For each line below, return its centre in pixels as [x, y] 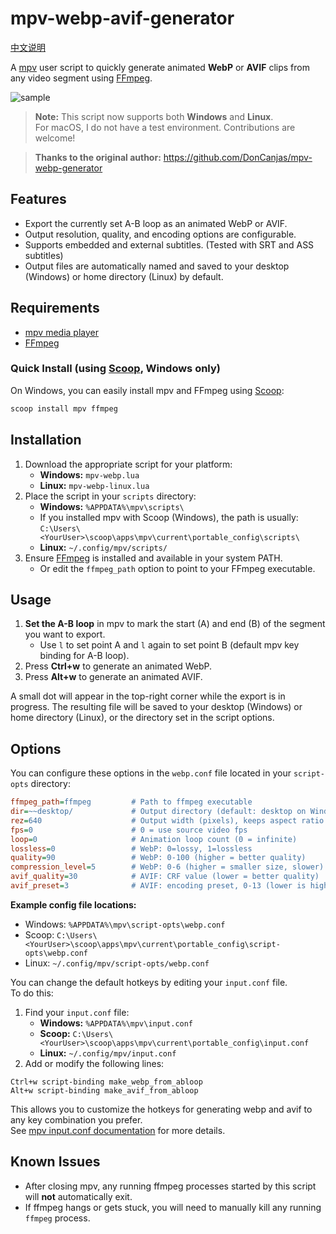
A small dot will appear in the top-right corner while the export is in [148, 696]
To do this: [32, 993]
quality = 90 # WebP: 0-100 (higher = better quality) [158, 858]
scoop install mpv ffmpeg [64, 408]
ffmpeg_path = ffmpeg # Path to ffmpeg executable [131, 802]
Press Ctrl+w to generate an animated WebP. [118, 666]
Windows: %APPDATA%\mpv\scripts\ [112, 506]
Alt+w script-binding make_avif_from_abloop [104, 1090]
